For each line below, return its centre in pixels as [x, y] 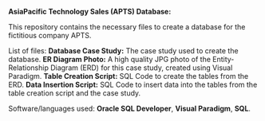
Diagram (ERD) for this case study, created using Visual [142, 68]
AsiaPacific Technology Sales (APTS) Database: [90, 12]
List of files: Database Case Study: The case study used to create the [123, 51]
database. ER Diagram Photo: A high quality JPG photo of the [110, 59]
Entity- [223, 59]
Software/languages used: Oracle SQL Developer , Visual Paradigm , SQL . [130, 108]
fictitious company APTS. [50, 35]
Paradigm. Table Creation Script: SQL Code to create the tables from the [129, 76]
